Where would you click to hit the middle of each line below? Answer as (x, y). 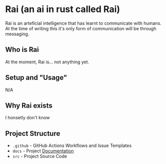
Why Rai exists (29, 105)
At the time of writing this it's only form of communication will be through (81, 28)
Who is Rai (22, 50)
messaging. (17, 34)
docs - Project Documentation (43, 151)
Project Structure (33, 134)
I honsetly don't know (28, 118)
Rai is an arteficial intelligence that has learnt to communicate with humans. (84, 23)
